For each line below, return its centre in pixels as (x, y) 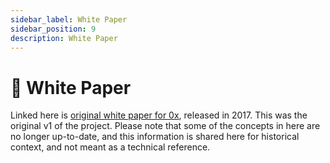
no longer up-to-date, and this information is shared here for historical (155, 137)
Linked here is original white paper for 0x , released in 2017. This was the (159, 115)
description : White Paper (64, 38)
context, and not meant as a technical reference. (110, 147)
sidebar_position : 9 (53, 29)
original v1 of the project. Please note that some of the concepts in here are (165, 126)
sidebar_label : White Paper (69, 19)
